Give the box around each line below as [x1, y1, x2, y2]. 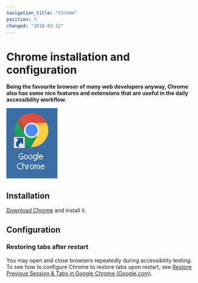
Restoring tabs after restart [6, 243, 88, 251]
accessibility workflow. [6, 96, 67, 103]
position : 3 [6, 16, 37, 23]
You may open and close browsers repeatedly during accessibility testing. [6, 257, 192, 264]
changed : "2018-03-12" [6, 23, 64, 29]
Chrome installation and [6, 50, 130, 64]
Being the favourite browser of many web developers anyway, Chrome [6, 83, 189, 90]
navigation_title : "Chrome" [6, 10, 78, 16]
